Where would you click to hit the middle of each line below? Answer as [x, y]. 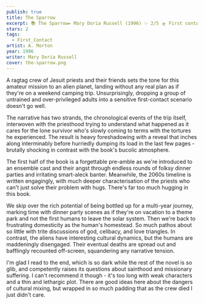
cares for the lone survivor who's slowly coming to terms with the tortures [99, 130]
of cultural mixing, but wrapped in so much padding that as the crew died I [100, 288]
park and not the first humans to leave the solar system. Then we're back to [101, 218]
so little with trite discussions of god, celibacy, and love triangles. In [91, 231]
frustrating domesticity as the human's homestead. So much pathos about [99, 225]
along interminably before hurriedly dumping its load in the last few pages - [100, 143]
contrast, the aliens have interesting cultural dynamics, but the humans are [100, 238]
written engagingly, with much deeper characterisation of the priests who [98, 181]
